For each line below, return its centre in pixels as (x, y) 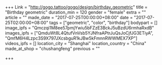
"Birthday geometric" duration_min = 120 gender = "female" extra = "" (76, 12)
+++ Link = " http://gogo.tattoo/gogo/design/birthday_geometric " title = (76, 7)
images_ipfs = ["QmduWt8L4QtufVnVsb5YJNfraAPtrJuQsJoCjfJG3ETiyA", (79, 33)
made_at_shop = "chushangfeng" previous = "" (52, 49)
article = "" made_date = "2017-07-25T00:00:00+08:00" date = (69, 17)
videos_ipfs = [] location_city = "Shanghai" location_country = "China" (76, 43)
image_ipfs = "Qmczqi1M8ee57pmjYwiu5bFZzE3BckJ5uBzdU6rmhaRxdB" (80, 28)
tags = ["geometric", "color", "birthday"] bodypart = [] (103, 22)
